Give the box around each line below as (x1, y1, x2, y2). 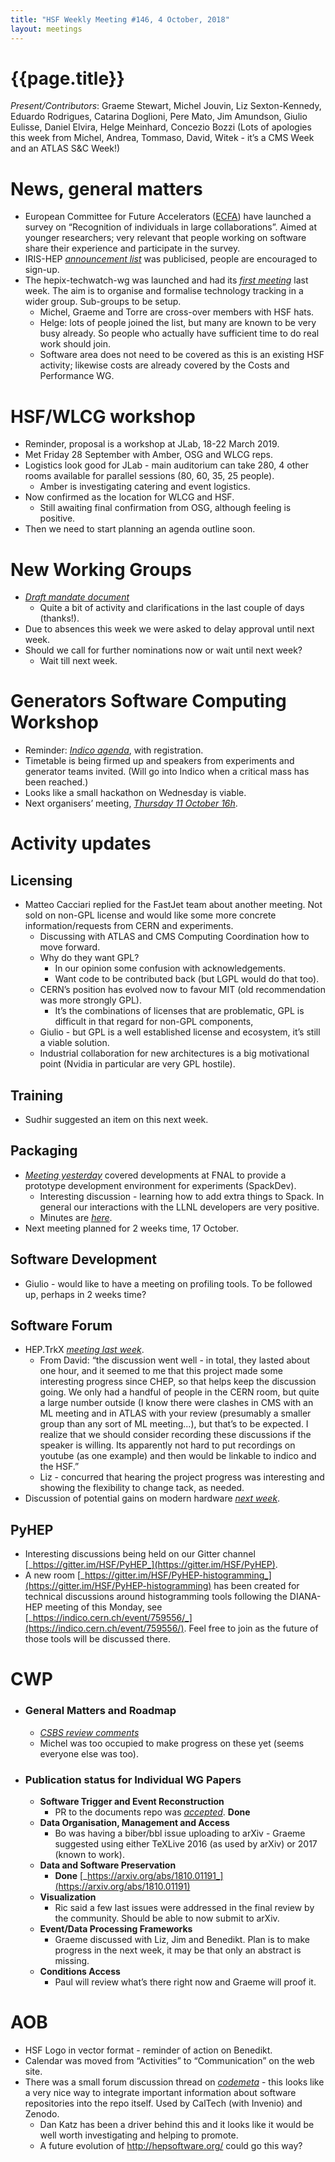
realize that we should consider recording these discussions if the (39, 1429, 312, 1441)
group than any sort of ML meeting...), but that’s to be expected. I (39, 1418, 309, 1430)
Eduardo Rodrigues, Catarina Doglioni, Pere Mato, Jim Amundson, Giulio (10, 111, 308, 123)
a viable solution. (39, 1037, 110, 1049)
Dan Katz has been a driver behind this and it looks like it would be (39, 2118, 315, 2130)
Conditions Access (39, 1966, 121, 1978)
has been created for (213, 1580, 300, 1592)
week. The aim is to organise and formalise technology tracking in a (24, 285, 304, 297)
